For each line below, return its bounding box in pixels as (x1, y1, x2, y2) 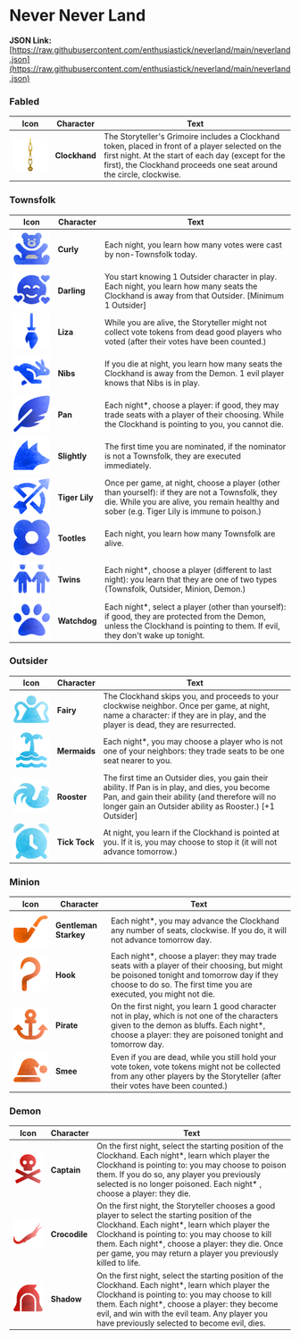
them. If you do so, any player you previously (96, 1169, 262, 1180)
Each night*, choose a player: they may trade (111, 951, 277, 962)
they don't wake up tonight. (104, 629, 205, 640)
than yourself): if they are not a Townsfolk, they (104, 487, 278, 498)
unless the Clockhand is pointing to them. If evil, (104, 620, 280, 631)
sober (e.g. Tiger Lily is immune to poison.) (104, 506, 262, 517)
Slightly (57, 451, 87, 461)
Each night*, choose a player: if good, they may (104, 400, 279, 410)
